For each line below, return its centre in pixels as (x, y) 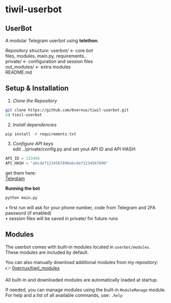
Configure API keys (33, 144)
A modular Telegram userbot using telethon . (52, 40)
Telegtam (15, 179)
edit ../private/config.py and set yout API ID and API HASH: (75, 149)
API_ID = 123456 (22, 159)
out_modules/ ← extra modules (38, 67)
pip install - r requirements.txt (41, 134)
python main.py (21, 198)
